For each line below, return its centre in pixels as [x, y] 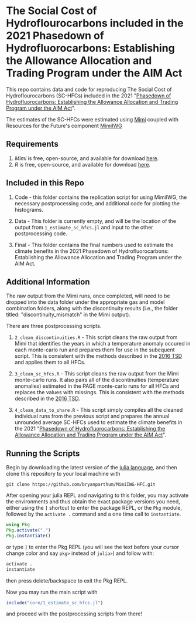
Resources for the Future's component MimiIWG [64, 126]
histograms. [29, 209]
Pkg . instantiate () [28, 536]
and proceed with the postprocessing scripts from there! [74, 614]
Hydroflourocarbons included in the [95, 23]
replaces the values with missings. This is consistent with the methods [99, 392]
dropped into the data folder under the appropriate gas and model [85, 302]
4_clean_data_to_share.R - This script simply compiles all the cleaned [99, 410]
